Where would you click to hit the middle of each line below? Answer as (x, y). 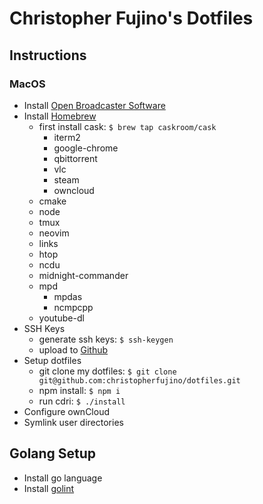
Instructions (48, 55)
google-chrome (86, 148)
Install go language (63, 478)
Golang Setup (53, 453)
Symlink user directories (73, 422)
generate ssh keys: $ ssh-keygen (106, 339)
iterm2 (67, 137)
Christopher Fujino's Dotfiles (131, 18)
